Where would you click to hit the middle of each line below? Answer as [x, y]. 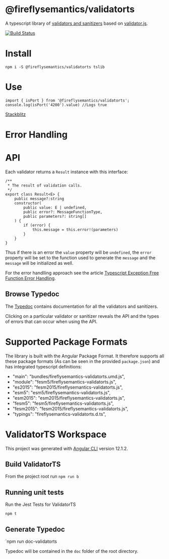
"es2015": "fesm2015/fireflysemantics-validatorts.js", [68, 387]
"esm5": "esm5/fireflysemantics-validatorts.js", [62, 392]
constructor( [28, 203]
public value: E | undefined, [55, 207]
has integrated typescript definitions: [44, 366]
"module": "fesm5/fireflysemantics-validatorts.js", [64, 382]
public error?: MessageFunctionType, [63, 212]
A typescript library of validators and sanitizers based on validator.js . [76, 23]
